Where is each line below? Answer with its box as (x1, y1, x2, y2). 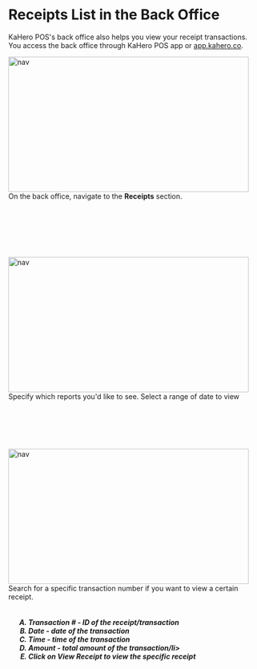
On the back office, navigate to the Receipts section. (8, 191, 183, 201)
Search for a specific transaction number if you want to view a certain (8, 583, 239, 593)
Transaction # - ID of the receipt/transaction (27, 617, 179, 627)
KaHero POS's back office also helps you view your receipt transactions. (8, 32, 248, 42)
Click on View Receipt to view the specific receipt (27, 651, 196, 661)
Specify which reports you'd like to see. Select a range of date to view (8, 391, 240, 401)
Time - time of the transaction (27, 635, 131, 644)
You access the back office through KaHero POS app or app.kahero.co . (8, 40, 244, 50)
